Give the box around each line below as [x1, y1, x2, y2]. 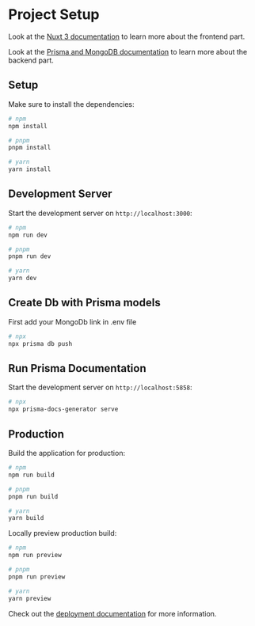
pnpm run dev [8, 252, 51, 260]
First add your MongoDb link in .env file [8, 317, 137, 326]
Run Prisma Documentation [8, 362, 147, 375]
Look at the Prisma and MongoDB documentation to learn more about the [8, 47, 248, 56]
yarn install [8, 165, 51, 173]
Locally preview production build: [8, 529, 117, 538]
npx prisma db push [8, 340, 73, 347]
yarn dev [8, 275, 37, 283]
